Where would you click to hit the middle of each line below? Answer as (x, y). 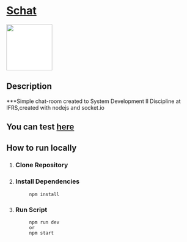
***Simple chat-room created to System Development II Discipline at (94, 101)
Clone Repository (42, 165)
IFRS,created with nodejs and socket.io (56, 107)
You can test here (40, 127)
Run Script (31, 210)
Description (29, 86)
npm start (42, 233)
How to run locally (42, 148)
